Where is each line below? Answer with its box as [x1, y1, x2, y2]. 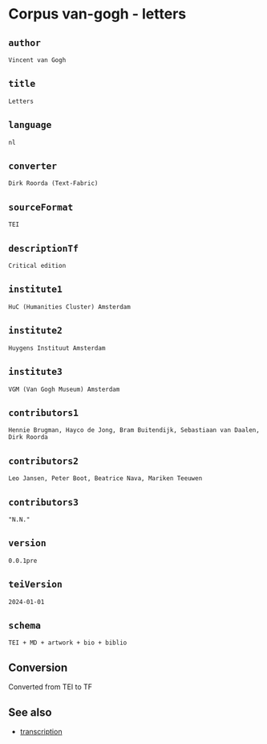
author [8, 37, 42, 48]
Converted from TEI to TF [8, 682, 93, 692]
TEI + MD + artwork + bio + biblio [8, 639, 127, 647]
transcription [19, 727, 63, 736]
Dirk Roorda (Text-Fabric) [8, 179, 99, 187]
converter [8, 160, 58, 172]
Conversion [8, 660, 68, 674]
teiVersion [8, 578, 63, 590]
